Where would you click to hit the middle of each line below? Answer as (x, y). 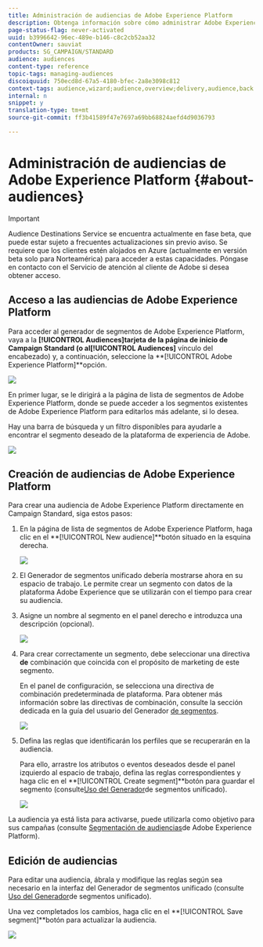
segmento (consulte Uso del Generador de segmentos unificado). (123, 789)
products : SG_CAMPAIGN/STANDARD (61, 52)
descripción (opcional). (57, 624)
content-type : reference (49, 67)
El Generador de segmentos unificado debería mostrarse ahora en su (131, 576)
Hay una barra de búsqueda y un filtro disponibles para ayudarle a (115, 426)
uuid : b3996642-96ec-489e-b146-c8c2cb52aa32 (82, 37)
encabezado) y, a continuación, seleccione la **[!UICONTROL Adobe (120, 356)
